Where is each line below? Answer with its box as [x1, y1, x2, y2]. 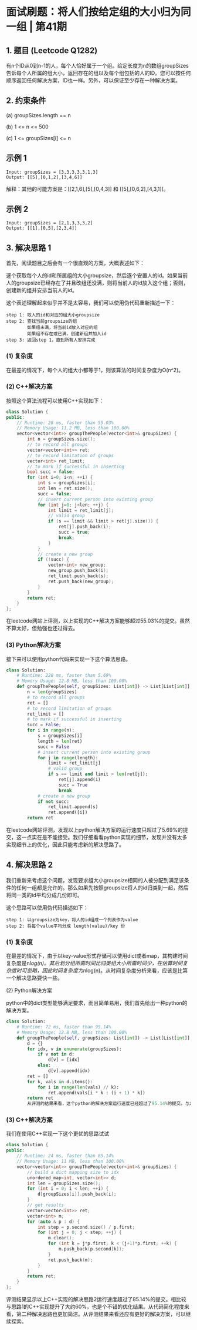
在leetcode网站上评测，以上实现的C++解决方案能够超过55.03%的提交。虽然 [6, 617, 191, 624]
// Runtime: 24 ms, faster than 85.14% [16, 1153, 114, 1159]
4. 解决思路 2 [6, 860, 53, 870]
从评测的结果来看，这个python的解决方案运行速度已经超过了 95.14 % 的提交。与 [27, 1101, 189, 1107]
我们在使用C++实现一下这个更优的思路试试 [6, 1130, 110, 1137]
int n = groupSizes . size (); [27, 436, 96, 442]
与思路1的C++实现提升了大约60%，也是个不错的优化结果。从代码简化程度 [6, 1303, 185, 1311]
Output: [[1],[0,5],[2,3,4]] [6, 225, 77, 231]
